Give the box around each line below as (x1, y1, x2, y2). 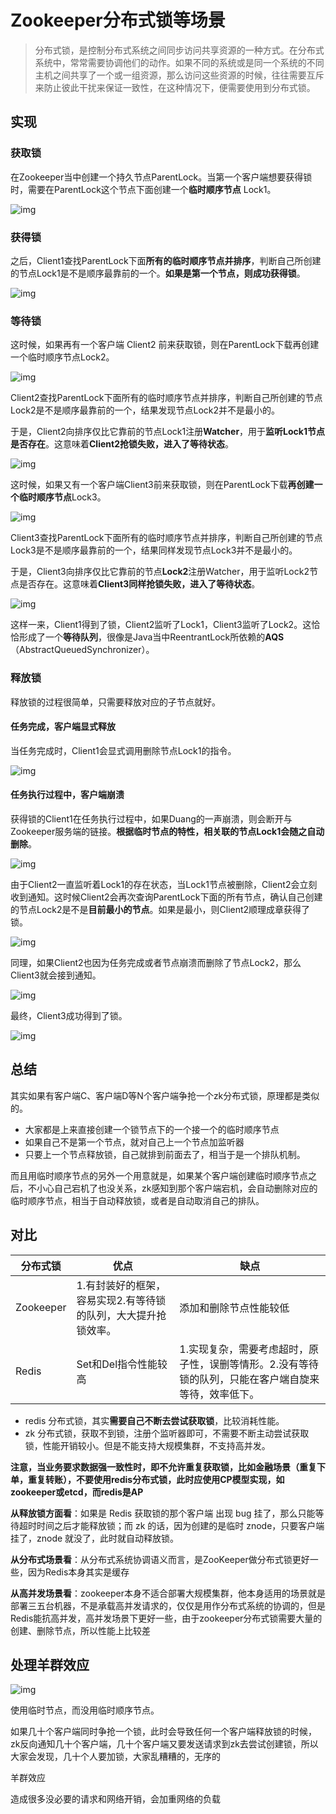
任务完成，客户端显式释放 (10, 721, 116, 733)
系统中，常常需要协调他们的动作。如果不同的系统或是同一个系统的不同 (34, 56, 325, 68)
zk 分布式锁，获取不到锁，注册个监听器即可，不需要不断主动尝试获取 (24, 1427, 310, 1439)
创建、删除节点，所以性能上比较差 (10, 1624, 151, 1636)
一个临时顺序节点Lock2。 (10, 351, 115, 363)
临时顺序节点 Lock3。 (18, 491, 107, 503)
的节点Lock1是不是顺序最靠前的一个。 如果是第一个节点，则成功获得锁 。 (10, 267, 306, 279)
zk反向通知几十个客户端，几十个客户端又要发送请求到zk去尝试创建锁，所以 (10, 1738, 319, 1750)
